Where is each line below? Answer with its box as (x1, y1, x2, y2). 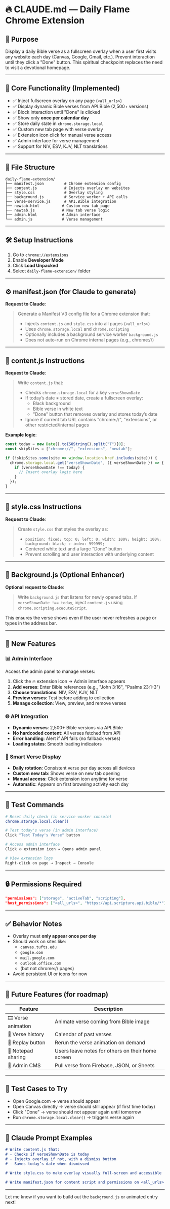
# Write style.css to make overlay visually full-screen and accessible (5, 1170, 162, 1175)
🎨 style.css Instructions (5, 503, 82, 511)
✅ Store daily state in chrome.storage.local (12, 120, 103, 127)
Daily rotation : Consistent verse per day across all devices (12, 765, 135, 771)
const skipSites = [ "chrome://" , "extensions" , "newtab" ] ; (5, 446, 133, 451)
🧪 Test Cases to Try (5, 1084, 68, 1093)
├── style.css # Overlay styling (5, 190, 103, 195)
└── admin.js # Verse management (5, 216, 103, 222)
